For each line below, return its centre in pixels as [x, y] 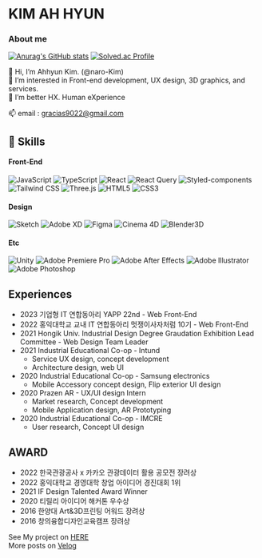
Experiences [40, 294]
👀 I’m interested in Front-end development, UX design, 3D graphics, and [127, 80]
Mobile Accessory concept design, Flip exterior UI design [126, 384]
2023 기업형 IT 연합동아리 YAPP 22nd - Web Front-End [108, 315]
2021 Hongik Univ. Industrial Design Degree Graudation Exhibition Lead [137, 334]
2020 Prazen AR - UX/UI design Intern [83, 393]
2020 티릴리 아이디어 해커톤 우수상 [74, 501]
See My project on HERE [49, 537]
